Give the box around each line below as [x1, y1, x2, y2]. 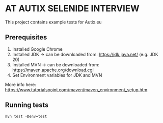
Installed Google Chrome [12, 46, 63, 52]
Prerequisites [5, 33, 47, 41]
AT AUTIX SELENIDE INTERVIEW [5, 3, 140, 14]
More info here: [5, 82, 36, 87]
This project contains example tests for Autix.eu [5, 19, 102, 25]
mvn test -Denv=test [5, 114, 48, 119]
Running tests [5, 101, 49, 109]
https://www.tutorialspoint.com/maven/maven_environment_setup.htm [5, 86, 148, 93]
